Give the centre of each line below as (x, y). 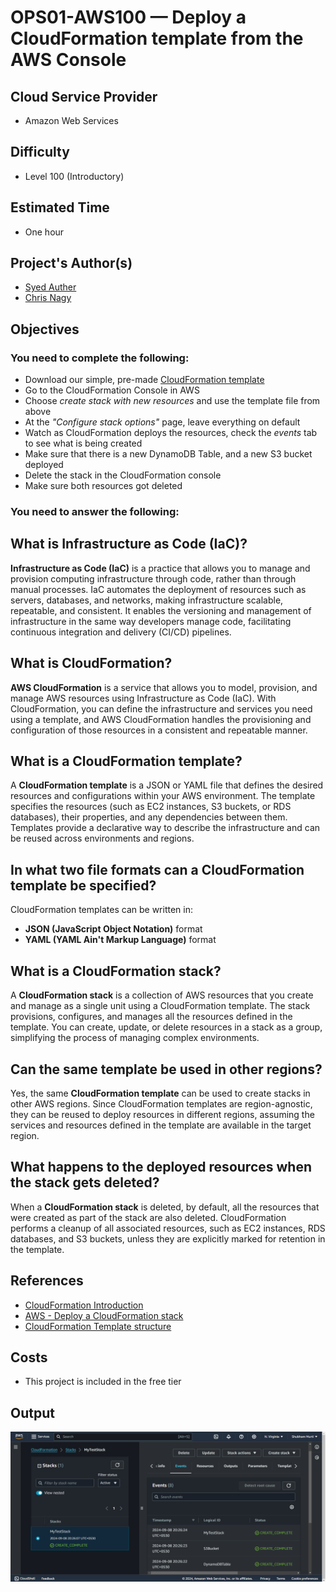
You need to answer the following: (95, 512)
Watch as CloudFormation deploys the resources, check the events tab (171, 433)
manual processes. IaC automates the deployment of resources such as (158, 589)
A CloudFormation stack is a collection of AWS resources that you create (162, 995)
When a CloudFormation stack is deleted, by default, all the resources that (165, 1207)
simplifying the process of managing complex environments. (135, 1038)
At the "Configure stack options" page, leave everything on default (162, 422)
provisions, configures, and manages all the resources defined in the (151, 1017)
